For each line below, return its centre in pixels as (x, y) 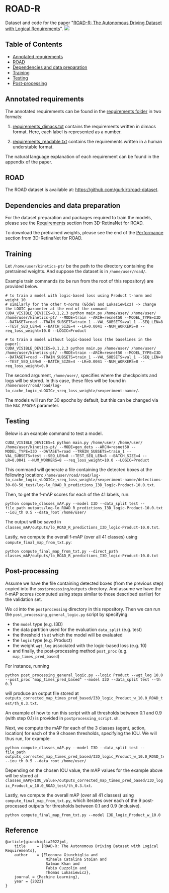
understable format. (33, 147)
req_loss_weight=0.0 (27, 366)
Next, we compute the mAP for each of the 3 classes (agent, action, (75, 728)
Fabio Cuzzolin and (66, 868)
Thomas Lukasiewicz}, (68, 873)
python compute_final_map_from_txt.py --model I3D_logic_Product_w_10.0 (83, 815)
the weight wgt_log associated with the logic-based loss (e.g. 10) (79, 645)
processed (16, 806)
